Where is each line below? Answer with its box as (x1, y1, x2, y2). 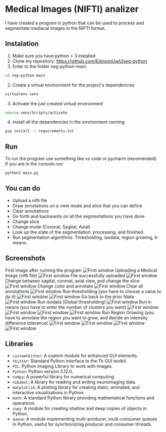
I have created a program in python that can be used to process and (5, 20, 144, 26)
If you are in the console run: (5, 161, 64, 167)
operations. (12, 400, 36, 406)
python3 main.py (5, 170, 39, 176)
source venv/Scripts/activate (5, 110, 68, 115)
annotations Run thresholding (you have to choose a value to (5, 288, 162, 294)
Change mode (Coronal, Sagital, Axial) (12, 223, 91, 229)
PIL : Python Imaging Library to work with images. (12, 363, 113, 369)
